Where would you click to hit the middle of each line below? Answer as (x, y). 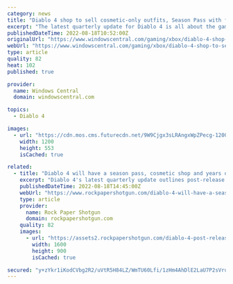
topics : (18, 110)
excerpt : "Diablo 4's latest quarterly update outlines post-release (122, 180)
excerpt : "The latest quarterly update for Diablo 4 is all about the (111, 26)
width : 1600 (50, 244)
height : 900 (50, 251)
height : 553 (37, 148)
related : (20, 167)
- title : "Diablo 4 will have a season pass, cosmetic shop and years (118, 174)
